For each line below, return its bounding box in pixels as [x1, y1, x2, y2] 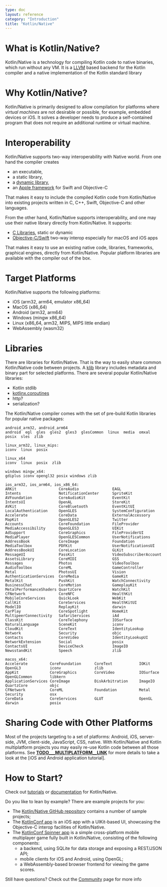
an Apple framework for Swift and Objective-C [12, 185, 108, 191]
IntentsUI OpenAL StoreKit [5, 500, 131, 505]
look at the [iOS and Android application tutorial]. [5, 755, 106, 761]
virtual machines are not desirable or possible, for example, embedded [5, 109, 151, 115]
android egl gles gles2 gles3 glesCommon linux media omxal [5, 430, 151, 435]
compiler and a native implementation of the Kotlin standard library [5, 70, 142, 76]
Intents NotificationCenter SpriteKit [5, 491, 133, 496]
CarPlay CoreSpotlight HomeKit [5, 608, 128, 614]
